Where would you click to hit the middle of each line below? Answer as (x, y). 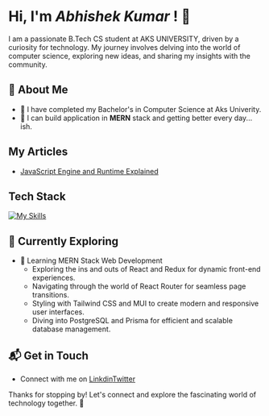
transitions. (51, 295)
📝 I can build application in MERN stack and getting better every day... (136, 118)
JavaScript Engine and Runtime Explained (89, 171)
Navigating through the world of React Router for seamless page (139, 286)
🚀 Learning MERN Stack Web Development (91, 260)
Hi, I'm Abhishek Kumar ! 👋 (99, 17)
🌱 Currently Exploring (64, 241)
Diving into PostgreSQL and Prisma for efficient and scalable (132, 321)
